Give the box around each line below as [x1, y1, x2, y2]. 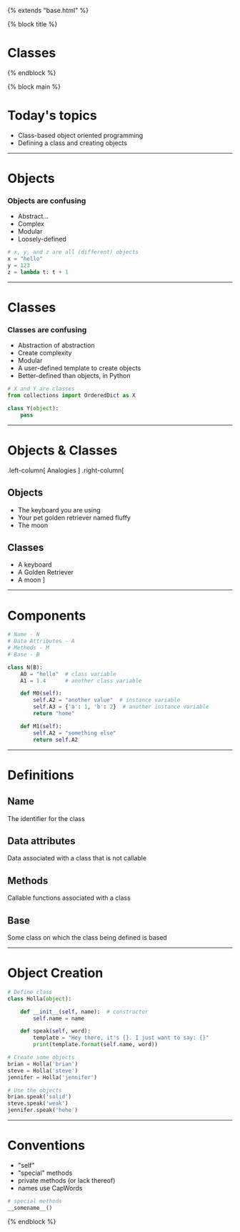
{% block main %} [7, 82, 61, 91]
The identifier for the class [7, 814, 86, 823]
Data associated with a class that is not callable [7, 854, 147, 863]
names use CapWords [17, 1184, 83, 1193]
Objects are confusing [7, 196, 86, 206]
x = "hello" [7, 255, 43, 263]
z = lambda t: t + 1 [7, 268, 69, 276]
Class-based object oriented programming [17, 131, 144, 139]
